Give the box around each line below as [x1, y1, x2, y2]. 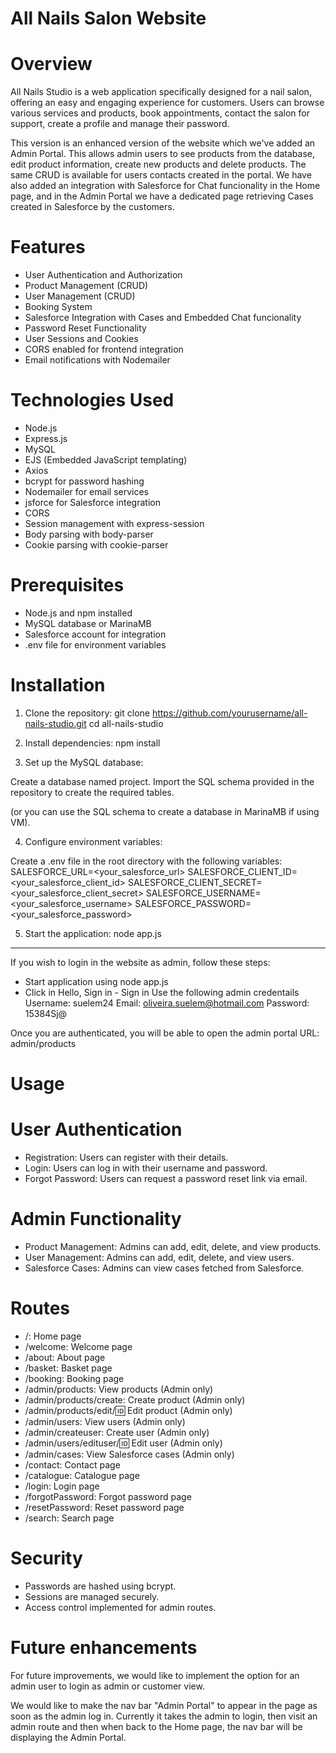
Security [10, 1547, 83, 1570]
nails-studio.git [24, 717, 87, 729]
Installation [10, 674, 106, 697]
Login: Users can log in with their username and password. [24, 1162, 268, 1174]
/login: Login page [24, 1480, 100, 1492]
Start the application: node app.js [24, 927, 162, 939]
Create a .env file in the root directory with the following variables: [10, 855, 283, 867]
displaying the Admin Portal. [10, 1731, 127, 1743]
